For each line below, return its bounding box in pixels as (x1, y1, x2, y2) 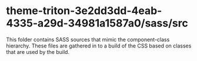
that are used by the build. (6, 48, 69, 55)
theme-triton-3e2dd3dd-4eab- (6, 4, 162, 18)
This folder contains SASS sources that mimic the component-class (6, 36, 170, 43)
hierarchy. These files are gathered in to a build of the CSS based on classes (6, 42, 192, 49)
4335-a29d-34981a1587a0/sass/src (6, 16, 188, 30)
